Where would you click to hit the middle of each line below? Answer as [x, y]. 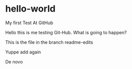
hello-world [31, 9]
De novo [14, 61]
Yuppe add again [23, 52]
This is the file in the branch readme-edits [49, 42]
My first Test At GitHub [29, 23]
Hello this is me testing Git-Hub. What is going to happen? [66, 32]
